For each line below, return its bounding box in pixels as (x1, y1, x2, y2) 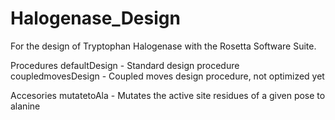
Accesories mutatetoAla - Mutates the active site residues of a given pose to (10, 89, 326, 101)
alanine (10, 100, 41, 112)
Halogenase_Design (10, 7, 181, 30)
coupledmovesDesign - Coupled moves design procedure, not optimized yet (10, 70, 325, 82)
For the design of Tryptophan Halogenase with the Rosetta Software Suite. (10, 40, 317, 52)
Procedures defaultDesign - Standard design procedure (10, 59, 240, 71)
